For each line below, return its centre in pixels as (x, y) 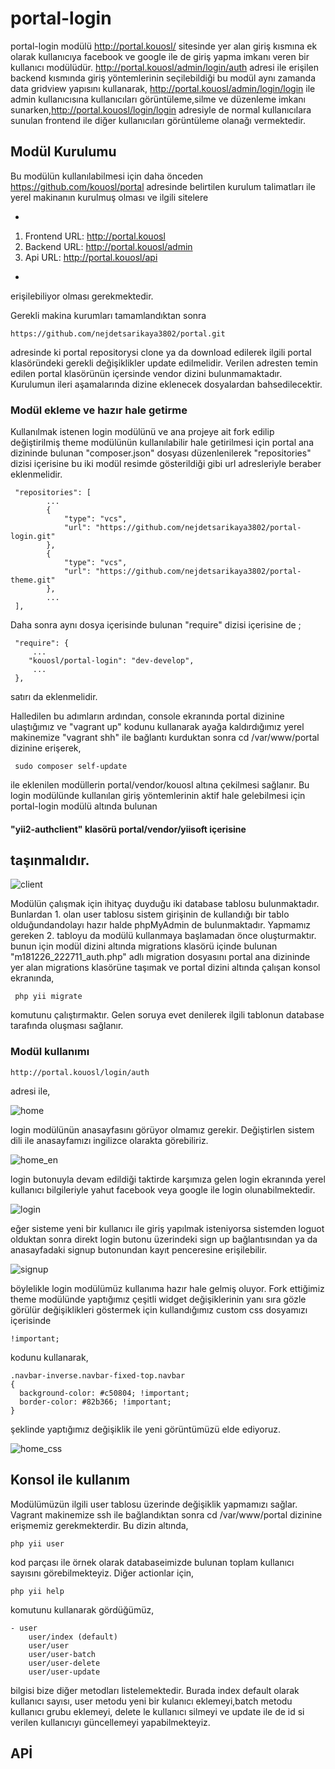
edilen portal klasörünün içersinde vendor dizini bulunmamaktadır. (146, 373)
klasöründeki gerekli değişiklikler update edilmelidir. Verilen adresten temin (164, 363)
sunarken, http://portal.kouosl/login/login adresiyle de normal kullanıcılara (161, 109)
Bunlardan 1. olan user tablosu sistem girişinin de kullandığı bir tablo (150, 914)
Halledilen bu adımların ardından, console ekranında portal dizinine (147, 716)
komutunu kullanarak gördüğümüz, (82, 1609)
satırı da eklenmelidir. (54, 697)
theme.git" (33, 580)
